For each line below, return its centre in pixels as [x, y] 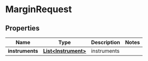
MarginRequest [39, 9]
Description [106, 42]
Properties [22, 28]
